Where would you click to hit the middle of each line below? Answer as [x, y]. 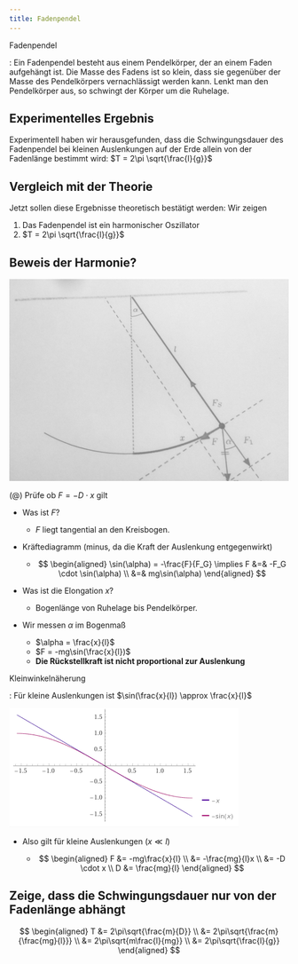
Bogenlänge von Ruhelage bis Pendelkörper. [116, 607]
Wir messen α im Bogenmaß [74, 625]
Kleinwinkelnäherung [47, 678]
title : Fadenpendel [45, 19]
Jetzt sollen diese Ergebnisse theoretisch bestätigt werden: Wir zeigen [138, 208]
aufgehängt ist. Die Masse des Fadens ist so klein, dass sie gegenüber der [145, 72]
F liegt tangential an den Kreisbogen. [102, 529]
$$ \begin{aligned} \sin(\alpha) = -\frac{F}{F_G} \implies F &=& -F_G [162, 564]
